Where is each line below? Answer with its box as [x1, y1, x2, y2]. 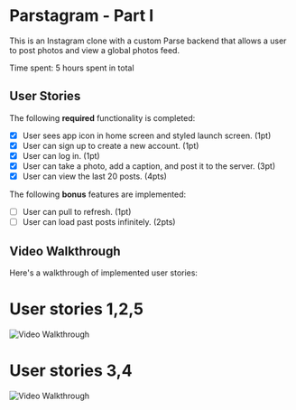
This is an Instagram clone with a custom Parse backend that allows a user [9, 35, 287, 46]
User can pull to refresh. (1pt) [22, 207, 132, 218]
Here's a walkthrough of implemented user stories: [9, 267, 199, 278]
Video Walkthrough [9, 243, 121, 258]
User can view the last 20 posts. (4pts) [22, 171, 167, 182]
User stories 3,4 [9, 360, 133, 381]
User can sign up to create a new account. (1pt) [22, 140, 199, 151]
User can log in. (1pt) [22, 150, 101, 161]
